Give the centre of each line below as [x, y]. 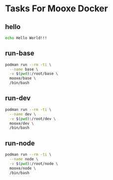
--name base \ [24, 69]
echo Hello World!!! [26, 38]
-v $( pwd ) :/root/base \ [34, 74]
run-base [20, 53]
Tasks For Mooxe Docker [56, 9]
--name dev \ [23, 114]
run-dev [18, 98]
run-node [20, 143]
